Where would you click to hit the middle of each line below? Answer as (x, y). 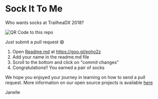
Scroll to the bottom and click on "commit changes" (65, 62)
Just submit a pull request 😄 (35, 42)
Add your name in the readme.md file (51, 57)
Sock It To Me (34, 9)
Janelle (13, 92)
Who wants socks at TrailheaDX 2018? (44, 22)
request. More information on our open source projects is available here (79, 82)
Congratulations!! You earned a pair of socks (58, 67)
